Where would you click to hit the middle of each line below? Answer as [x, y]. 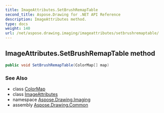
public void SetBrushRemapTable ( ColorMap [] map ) [57, 65]
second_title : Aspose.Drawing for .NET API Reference [63, 15]
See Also [16, 78]
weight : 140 [18, 29]
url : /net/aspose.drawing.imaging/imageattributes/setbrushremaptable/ [82, 33]
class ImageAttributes [35, 94]
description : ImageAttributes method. [46, 19]
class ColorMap [29, 89]
